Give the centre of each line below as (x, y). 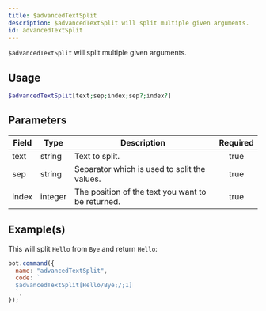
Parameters (38, 121)
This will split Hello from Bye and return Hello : (83, 248)
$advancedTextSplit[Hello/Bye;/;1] (74, 286)
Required (236, 142)
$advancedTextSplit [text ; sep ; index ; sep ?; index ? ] (90, 96)
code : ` (28, 278)
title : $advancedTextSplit (53, 15)
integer (53, 196)
